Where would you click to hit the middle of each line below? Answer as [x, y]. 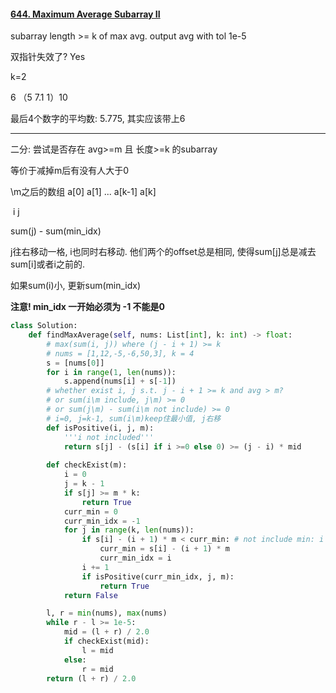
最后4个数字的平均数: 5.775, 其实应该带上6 [98, 119]
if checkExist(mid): [106, 641]
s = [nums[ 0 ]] [75, 363]
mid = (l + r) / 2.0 [106, 632]
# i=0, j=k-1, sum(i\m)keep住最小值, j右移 [134, 418]
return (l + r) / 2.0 [91, 678]
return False [90, 595]
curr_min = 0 [90, 511]
